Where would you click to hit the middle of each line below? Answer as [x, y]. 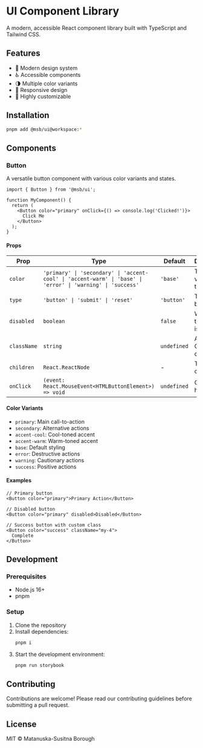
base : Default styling [40, 447]
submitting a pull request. [38, 705]
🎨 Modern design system [46, 68]
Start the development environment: [60, 654]
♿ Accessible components [48, 74]
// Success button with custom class [54, 525]
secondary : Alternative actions [52, 428]
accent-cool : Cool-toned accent [55, 435]
